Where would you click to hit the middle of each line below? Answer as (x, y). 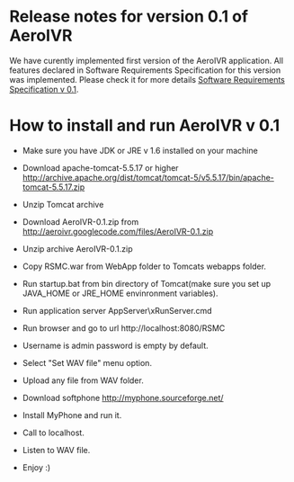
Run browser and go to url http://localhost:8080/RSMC (124, 328)
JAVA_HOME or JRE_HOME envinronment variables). (120, 293)
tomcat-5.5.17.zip (53, 187)
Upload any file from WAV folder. (83, 380)
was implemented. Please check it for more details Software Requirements (147, 79)
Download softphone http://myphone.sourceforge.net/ (123, 397)
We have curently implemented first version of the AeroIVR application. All (147, 60)
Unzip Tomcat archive (63, 204)
